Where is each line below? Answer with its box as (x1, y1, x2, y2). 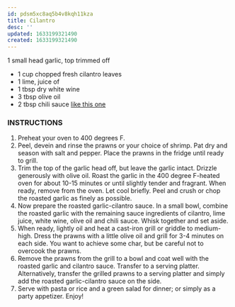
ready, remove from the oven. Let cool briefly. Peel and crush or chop (17, 186, 221, 195)
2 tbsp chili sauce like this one (17, 100, 106, 108)
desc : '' (7, 23, 33, 30)
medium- (194, 224, 222, 233)
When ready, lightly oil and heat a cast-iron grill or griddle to (17, 224, 193, 233)
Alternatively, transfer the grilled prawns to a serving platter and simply (17, 269, 225, 278)
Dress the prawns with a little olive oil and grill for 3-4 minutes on (34, 232, 224, 240)
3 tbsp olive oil (17, 93, 61, 101)
